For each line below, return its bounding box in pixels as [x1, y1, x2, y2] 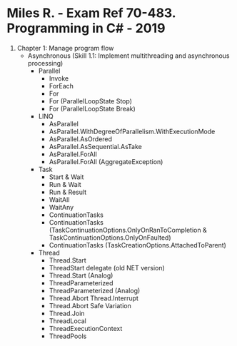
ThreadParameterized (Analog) [49, 286, 141, 295]
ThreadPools [49, 332, 87, 340]
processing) [27, 58, 64, 67]
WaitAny [49, 203, 74, 211]
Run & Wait [49, 180, 81, 188]
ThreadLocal [49, 316, 86, 325]
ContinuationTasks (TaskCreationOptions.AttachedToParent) [49, 240, 226, 249]
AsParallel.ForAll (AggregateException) [49, 157, 163, 166]
